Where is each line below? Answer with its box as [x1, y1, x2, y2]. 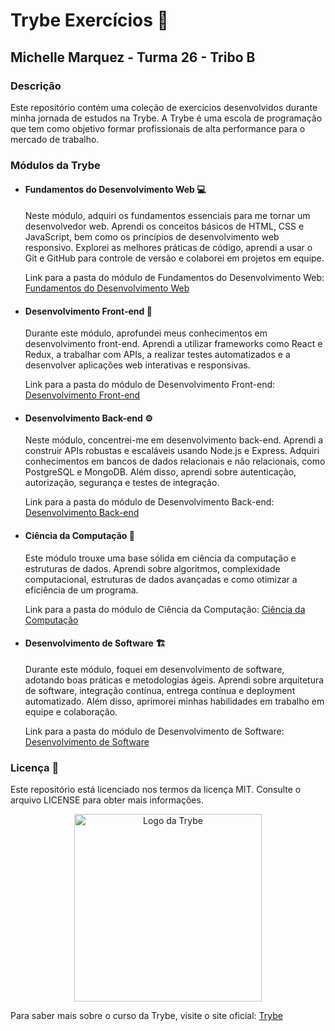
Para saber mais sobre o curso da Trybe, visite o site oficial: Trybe [10, 1010, 283, 1022]
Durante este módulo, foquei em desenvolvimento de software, [24, 663, 285, 675]
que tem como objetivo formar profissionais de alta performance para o [10, 122, 306, 134]
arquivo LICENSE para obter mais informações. [10, 794, 204, 806]
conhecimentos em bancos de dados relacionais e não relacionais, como [24, 455, 326, 468]
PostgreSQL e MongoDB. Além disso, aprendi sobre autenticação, [24, 466, 297, 478]
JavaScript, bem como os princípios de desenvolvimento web [24, 231, 280, 243]
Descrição [10, 79, 62, 93]
